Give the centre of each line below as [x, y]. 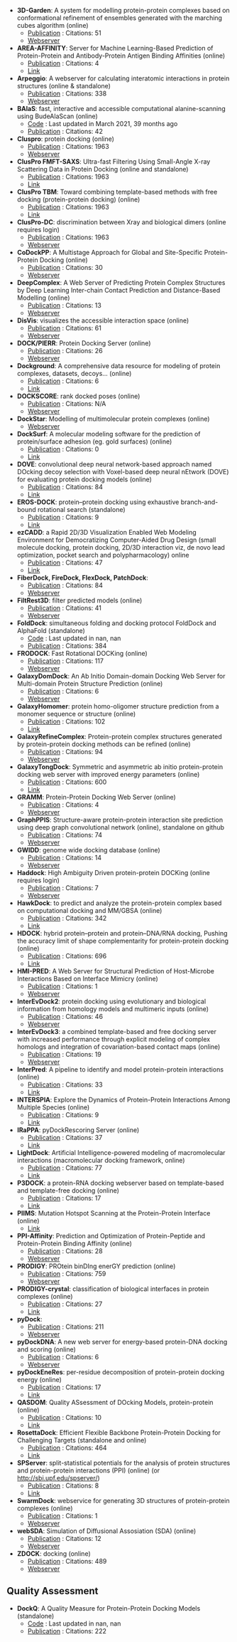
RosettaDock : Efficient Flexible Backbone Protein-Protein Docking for [118, 1433]
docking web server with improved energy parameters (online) [108, 774]
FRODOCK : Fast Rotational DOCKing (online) [82, 653]
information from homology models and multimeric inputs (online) [113, 1009]
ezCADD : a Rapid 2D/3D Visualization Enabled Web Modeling [106, 532]
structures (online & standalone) [64, 86]
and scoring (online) [46, 1349]
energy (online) [39, 1380]
